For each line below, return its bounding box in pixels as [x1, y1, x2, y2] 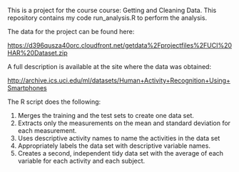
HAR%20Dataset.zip [7, 49, 68, 57]
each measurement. [17, 127, 77, 134]
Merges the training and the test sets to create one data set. [17, 112, 194, 119]
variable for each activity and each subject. [17, 156, 146, 165]
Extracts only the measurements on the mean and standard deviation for [17, 119, 230, 127]
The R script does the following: [7, 97, 101, 106]
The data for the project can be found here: [7, 28, 135, 36]
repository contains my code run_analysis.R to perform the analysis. [7, 14, 208, 22]
